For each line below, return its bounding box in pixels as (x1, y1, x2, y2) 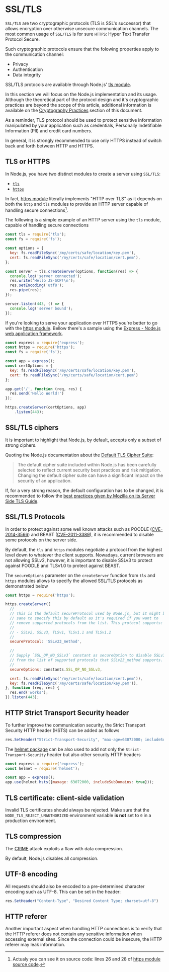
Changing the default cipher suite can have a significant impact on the (17, 472, 163, 478)
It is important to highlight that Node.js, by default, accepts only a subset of (5, 437, 161, 443)
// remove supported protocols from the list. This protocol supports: (10, 620, 163, 625)
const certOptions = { (5, 363, 53, 368)
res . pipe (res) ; (10, 288, 42, 293)
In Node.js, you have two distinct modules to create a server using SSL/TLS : (5, 171, 161, 177)
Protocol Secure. (5, 36, 40, 42)
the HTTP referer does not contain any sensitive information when (5, 931, 142, 937)
